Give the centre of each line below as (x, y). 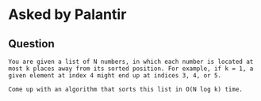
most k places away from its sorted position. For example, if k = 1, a (131, 69)
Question (31, 44)
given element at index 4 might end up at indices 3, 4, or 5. (115, 76)
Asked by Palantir (67, 15)
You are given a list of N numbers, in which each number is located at (131, 62)
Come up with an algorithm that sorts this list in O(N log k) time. (126, 89)
